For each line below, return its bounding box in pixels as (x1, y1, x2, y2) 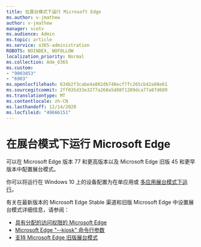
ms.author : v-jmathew (6, 14, 61, 20)
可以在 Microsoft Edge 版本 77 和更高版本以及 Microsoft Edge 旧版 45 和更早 (6, 158, 196, 165)
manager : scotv (6, 25, 44, 32)
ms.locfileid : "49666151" (6, 109, 71, 115)
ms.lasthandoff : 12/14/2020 (6, 103, 77, 110)
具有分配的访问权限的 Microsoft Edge (14, 219, 107, 226)
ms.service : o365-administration (6, 43, 90, 49)
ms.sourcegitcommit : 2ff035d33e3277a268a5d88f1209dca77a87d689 (6, 87, 168, 93)
